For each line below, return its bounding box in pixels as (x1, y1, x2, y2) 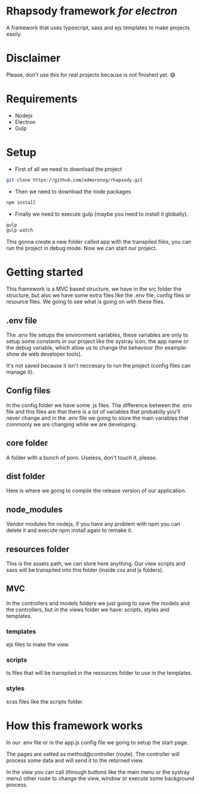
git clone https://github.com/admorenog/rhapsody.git (6, 177, 143, 183)
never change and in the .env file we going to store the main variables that (6, 414, 189, 422)
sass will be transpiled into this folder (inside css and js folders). (6, 566, 164, 574)
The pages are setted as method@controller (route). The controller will (6, 750, 180, 757)
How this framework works (6, 719, 143, 732)
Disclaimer (6, 51, 61, 65)
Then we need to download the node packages (14, 187, 131, 195)
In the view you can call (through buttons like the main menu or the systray (6, 768, 190, 775)
